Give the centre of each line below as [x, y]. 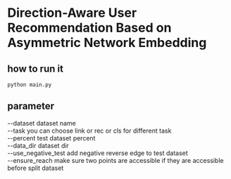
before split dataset [36, 168]
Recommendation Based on [89, 28]
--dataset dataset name [42, 123]
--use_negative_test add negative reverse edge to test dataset [98, 153]
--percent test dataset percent [51, 138]
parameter [31, 106]
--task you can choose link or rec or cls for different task [89, 131]
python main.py [30, 85]
